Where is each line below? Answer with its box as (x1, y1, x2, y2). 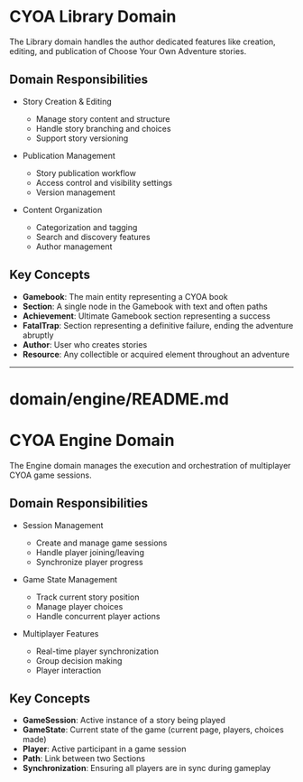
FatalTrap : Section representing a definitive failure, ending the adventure (22, 320, 294, 330)
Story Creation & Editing (22, 96, 113, 107)
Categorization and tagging (35, 221, 138, 232)
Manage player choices (35, 600, 124, 611)
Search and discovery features (35, 231, 151, 242)
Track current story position (35, 591, 140, 602)
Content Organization (22, 204, 103, 215)
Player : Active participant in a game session (22, 743, 187, 755)
